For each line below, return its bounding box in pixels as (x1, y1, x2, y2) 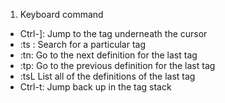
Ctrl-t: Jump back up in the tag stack (19, 81, 172, 93)
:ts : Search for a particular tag (19, 39, 147, 50)
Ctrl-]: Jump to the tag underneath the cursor (19, 28, 208, 39)
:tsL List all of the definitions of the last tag (19, 70, 196, 82)
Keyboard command (19, 9, 104, 20)
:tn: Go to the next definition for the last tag (19, 49, 198, 61)
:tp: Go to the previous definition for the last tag (19, 60, 216, 71)
